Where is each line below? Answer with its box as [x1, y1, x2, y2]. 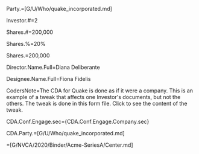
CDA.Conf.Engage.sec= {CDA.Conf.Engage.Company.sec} [6, 118, 150, 125]
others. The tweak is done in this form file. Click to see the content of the [6, 100, 188, 107]
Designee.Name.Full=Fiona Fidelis [6, 75, 91, 82]
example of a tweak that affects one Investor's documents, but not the [6, 94, 181, 100]
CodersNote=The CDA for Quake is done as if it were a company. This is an [6, 87, 194, 94]
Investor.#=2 [6, 17, 38, 24]
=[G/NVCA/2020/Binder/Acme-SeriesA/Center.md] [6, 141, 133, 149]
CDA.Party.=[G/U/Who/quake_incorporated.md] [6, 130, 125, 136]
